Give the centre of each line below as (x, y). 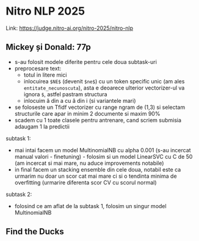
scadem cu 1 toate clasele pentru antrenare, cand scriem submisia (98, 120)
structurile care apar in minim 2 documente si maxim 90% (87, 113)
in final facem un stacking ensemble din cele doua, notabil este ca (98, 169)
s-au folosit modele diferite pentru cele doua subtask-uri (85, 61)
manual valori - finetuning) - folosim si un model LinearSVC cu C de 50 (103, 156)
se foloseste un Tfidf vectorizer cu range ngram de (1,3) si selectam (100, 107)
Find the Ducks (35, 232)
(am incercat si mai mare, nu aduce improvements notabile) (89, 163)
